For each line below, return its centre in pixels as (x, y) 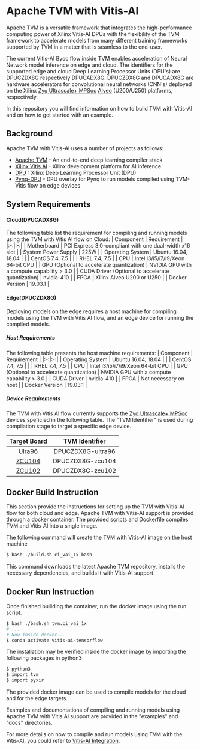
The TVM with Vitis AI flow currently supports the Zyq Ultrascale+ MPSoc (97, 413)
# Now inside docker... (36, 635)
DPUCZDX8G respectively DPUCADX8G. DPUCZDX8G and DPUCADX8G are (100, 78)
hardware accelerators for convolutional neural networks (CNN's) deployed (99, 84)
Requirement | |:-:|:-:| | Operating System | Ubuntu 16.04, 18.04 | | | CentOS (99, 359)
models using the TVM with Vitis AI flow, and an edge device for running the (100, 317)
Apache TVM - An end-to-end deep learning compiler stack (89, 160)
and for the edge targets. (37, 698)
